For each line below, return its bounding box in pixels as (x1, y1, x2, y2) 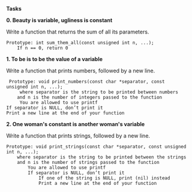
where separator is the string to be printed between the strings (17, 154, 187, 160)
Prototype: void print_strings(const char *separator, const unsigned (6, 144, 187, 150)
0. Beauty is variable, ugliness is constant (6, 17, 113, 23)
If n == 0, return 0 (17, 45, 68, 51)
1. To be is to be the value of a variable (6, 56, 103, 62)
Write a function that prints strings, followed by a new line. (6, 132, 151, 139)
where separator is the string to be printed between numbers (19, 89, 179, 95)
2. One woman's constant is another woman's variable (6, 121, 145, 127)
